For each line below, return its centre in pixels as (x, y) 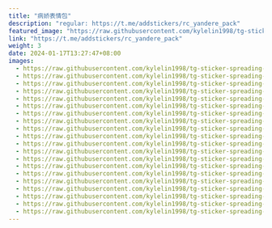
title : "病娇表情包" (40, 16)
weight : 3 (25, 46)
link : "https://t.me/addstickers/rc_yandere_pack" (96, 38)
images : (21, 61)
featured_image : (36, 31)
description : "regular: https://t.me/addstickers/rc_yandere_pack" (125, 23)
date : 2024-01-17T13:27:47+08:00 (65, 53)
